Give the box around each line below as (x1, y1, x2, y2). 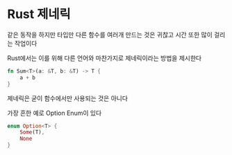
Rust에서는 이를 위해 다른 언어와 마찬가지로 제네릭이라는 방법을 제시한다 (7, 53, 202, 62)
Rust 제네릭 (7, 6, 71, 22)
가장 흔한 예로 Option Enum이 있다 (7, 109, 102, 117)
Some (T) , (19, 129, 45, 136)
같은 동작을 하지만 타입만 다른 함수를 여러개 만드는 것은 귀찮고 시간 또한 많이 (7, 30, 213, 39)
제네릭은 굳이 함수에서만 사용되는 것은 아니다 (7, 94, 129, 102)
